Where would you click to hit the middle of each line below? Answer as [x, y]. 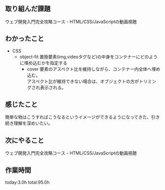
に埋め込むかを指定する [43, 63]
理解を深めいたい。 [33, 123]
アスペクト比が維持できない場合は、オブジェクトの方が [83, 81]
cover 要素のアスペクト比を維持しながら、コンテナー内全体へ [89, 69]
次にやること [25, 140]
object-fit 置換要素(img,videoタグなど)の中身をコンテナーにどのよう [88, 57]
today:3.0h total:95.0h [28, 182]
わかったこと [25, 39]
